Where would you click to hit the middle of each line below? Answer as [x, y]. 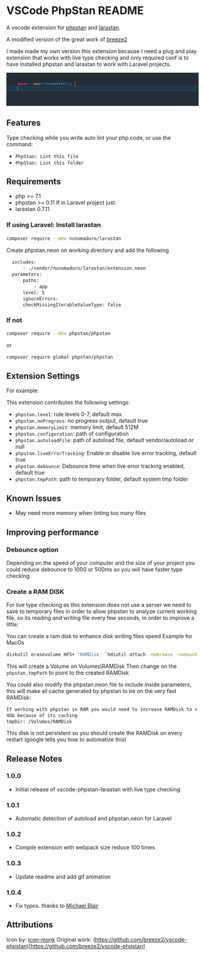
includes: [24, 262]
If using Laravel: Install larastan [54, 225]
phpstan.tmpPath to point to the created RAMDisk [68, 673]
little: [13, 624]
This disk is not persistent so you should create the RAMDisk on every [94, 733]
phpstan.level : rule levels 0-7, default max [68, 414]
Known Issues [34, 498]
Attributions [30, 925]
